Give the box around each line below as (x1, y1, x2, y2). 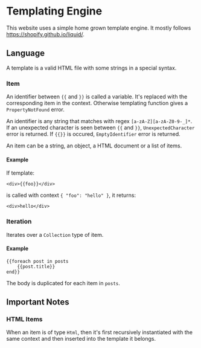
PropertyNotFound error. (6, 106, 65, 113)
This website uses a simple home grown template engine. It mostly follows (6, 24, 191, 31)
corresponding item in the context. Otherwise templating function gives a (6, 100, 188, 107)
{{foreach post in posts (6, 258, 69, 264)
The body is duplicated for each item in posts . (6, 279, 121, 286)
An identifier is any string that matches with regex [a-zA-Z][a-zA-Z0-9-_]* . (6, 118, 193, 125)
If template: (6, 169, 35, 176)
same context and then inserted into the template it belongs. (6, 335, 156, 343)
